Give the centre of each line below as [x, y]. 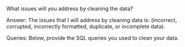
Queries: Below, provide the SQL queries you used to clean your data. [92, 38]
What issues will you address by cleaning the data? [70, 9]
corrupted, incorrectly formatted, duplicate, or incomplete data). [86, 26]
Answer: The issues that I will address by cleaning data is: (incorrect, [92, 20]
